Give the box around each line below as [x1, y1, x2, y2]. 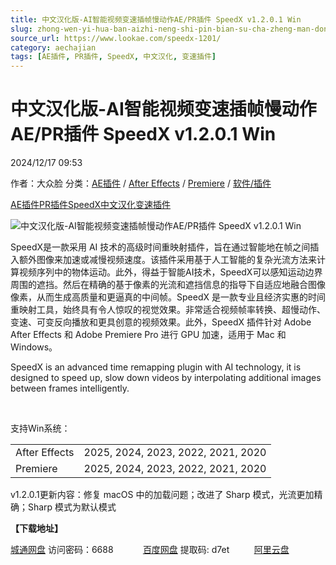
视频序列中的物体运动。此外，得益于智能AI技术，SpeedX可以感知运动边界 [18, 266, 323, 278]
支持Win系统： [10, 422, 71, 435]
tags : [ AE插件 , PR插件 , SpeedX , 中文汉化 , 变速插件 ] [10, 52, 217, 62]
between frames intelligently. [10, 382, 130, 395]
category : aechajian [10, 42, 97, 53]
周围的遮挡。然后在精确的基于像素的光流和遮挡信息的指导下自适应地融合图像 [10, 279, 326, 291]
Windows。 [10, 341, 58, 353]
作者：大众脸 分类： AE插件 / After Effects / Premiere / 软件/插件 [10, 177, 272, 190]
